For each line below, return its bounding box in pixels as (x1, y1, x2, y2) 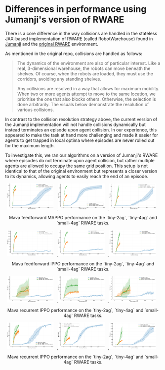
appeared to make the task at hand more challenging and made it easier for (5, 132, 159, 138)
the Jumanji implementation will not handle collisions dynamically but (5, 122, 146, 127)
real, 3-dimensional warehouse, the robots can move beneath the (17, 65, 151, 71)
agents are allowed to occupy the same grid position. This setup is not (5, 163, 148, 169)
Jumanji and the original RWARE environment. (5, 41, 99, 47)
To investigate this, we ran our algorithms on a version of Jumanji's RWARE (5, 152, 158, 158)
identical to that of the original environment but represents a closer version (5, 168, 157, 174)
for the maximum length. (5, 142, 55, 148)
